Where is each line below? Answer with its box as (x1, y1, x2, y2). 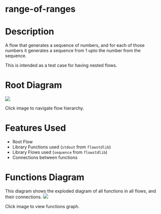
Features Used (5, 122, 66, 134)
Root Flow (12, 139, 33, 144)
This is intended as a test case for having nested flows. (5, 63, 118, 69)
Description (5, 26, 54, 37)
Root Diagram (5, 80, 62, 91)
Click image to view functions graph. (5, 203, 80, 209)
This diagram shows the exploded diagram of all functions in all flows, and (5, 188, 157, 194)
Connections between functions (12, 154, 78, 160)
